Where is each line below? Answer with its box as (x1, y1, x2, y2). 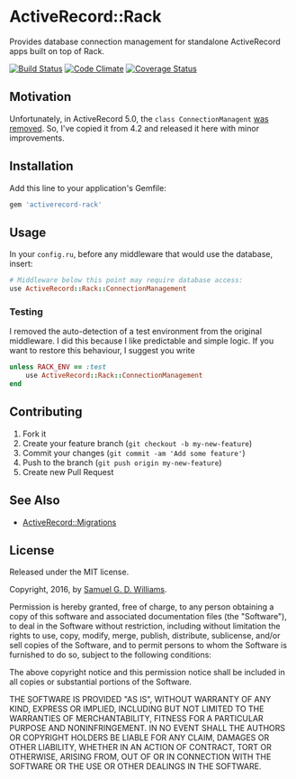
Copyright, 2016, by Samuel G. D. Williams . (9, 584, 168, 595)
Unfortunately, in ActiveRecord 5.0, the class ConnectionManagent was (9, 113, 269, 124)
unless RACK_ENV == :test (9, 362, 106, 371)
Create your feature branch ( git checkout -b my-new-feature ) (22, 437, 253, 448)
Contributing (9, 404, 83, 420)
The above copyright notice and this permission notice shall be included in (9, 667, 285, 678)
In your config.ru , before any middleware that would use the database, (9, 249, 274, 260)
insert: (9, 259, 33, 270)
